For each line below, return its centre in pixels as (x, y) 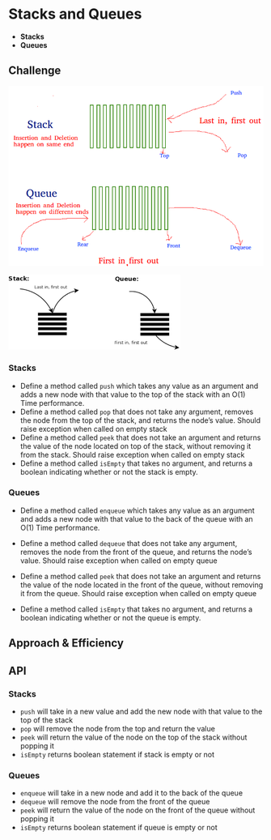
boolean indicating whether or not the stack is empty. (109, 471)
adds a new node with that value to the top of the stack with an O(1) (133, 394)
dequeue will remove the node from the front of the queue (115, 802)
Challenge (35, 71)
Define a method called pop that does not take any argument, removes (137, 411)
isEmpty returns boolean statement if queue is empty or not (119, 828)
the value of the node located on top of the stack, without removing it (135, 446)
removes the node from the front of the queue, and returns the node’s (136, 552)
